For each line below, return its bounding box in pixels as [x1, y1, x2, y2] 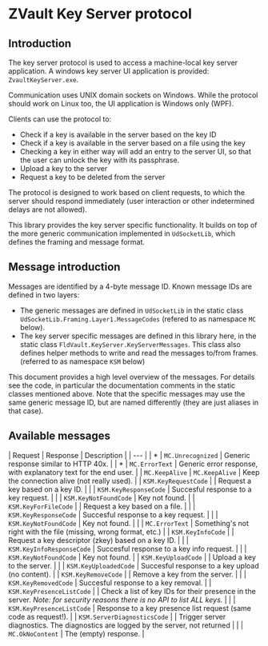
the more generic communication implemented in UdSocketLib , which [8, 229, 236, 238]
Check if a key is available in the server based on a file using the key [19, 138, 246, 148]
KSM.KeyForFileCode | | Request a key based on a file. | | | [8, 501, 196, 511]
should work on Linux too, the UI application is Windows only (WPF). [8, 99, 234, 108]
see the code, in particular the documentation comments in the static [8, 381, 236, 390]
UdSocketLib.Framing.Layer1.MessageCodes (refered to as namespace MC [19, 313, 256, 324]
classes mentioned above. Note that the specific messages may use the [8, 389, 246, 398]
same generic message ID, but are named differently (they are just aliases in [8, 397, 259, 407]
